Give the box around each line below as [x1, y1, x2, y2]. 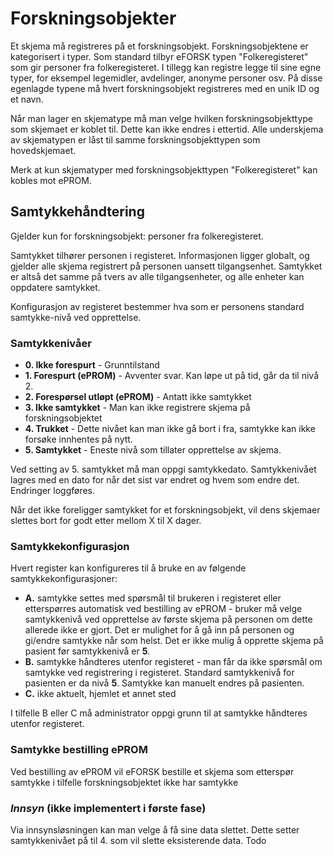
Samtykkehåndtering [10, 203, 145, 221]
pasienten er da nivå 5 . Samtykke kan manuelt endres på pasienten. [24, 677, 305, 689]
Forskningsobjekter [10, 7, 177, 30]
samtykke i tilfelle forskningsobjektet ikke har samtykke [10, 776, 239, 788]
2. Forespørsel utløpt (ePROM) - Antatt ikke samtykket [24, 391, 252, 403]
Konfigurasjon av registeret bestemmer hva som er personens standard [10, 300, 305, 312]
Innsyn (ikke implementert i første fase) [10, 801, 207, 815]
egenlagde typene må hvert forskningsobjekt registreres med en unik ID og [10, 82, 320, 94]
